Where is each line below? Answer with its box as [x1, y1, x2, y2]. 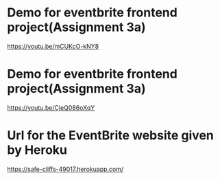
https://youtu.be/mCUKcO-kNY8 [7, 42, 99, 50]
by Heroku [7, 142, 67, 158]
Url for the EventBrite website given [7, 128, 215, 144]
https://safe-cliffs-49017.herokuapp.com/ [7, 165, 124, 173]
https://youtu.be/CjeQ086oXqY [7, 103, 95, 111]
